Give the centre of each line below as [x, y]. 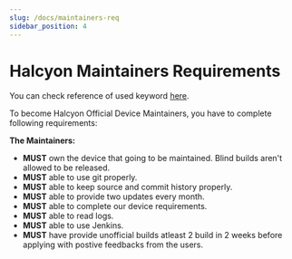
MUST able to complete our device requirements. [115, 206]
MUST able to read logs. [68, 216]
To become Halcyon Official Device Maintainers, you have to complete [141, 113]
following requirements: [54, 123]
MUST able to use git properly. [80, 177]
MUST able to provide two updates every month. [114, 197]
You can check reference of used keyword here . [99, 96]
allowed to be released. [66, 168]
